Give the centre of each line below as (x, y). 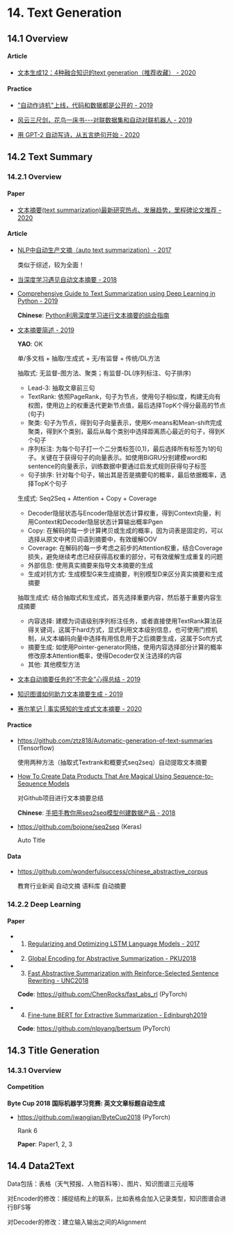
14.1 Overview (38, 39)
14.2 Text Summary (50, 157)
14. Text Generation (64, 13)
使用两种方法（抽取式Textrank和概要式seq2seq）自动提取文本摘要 (112, 762)
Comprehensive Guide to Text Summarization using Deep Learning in (116, 293)
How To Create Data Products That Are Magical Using (94, 776)
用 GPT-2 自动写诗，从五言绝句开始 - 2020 (79, 134)
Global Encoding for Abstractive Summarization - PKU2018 (112, 959)
